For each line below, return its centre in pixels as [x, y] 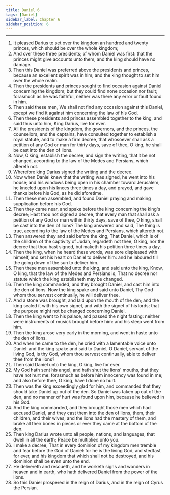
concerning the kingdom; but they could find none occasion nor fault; [85, 91]
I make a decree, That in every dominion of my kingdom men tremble [85, 445]
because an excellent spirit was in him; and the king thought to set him [86, 75]
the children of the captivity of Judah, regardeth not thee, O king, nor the [89, 241]
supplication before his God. [42, 204]
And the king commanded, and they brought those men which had [82, 408]
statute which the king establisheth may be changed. [68, 279]
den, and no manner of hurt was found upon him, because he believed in [89, 397]
